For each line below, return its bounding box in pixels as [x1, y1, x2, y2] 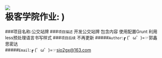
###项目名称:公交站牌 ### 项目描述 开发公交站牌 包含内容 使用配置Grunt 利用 [5, 29, 158, 34]
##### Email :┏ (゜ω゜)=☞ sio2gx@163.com [5, 47, 92, 53]
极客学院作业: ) [5, 11, 65, 23]
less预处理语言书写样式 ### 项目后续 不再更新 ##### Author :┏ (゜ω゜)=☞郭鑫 [5, 34, 158, 40]
